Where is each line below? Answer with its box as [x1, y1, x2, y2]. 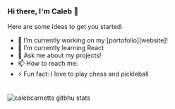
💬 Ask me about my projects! [17, 51, 102, 59]
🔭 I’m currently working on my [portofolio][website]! [17, 36, 168, 45]
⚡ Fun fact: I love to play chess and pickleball [17, 70, 149, 79]
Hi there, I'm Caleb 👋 [7, 6, 79, 16]
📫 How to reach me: [17, 59, 78, 68]
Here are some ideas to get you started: [7, 23, 123, 31]
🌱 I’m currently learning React [17, 44, 104, 52]
